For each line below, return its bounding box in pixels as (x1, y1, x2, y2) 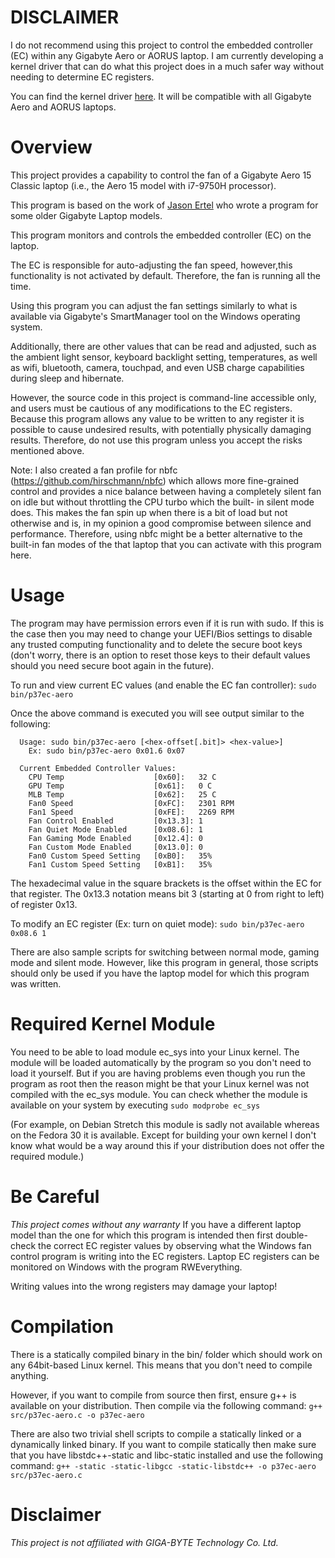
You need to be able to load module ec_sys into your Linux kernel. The (10, 1046, 300, 1058)
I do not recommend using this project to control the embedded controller (10, 39, 313, 51)
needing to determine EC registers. (10, 71, 155, 83)
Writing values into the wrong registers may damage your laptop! (10, 1280, 278, 1292)
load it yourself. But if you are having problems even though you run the (10, 1067, 306, 1079)
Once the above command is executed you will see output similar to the (10, 707, 305, 719)
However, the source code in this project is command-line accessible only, (10, 391, 317, 403)
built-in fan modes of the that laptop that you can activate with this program (10, 538, 322, 550)
